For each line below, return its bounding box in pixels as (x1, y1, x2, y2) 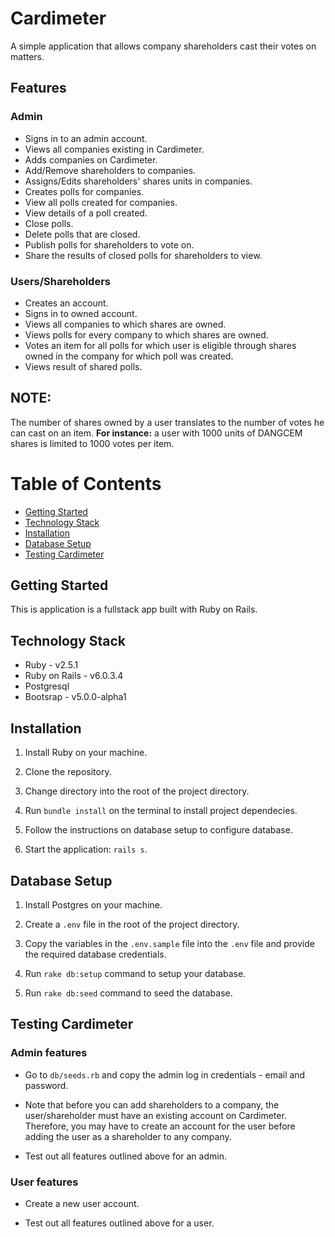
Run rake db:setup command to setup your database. (24, 967, 247, 979)
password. (24, 1079, 69, 1091)
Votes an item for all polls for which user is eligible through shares (24, 339, 297, 351)
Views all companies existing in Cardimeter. (24, 143, 205, 155)
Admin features (10, 1046, 88, 1060)
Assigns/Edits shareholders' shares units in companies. (24, 175, 253, 187)
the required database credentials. (24, 948, 167, 960)
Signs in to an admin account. (24, 132, 148, 144)
